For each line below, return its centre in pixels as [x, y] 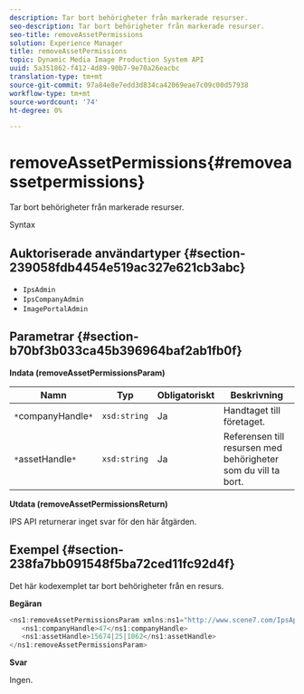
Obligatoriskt [186, 395]
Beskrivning [256, 395]
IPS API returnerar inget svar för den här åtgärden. [103, 521]
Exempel [34, 550]
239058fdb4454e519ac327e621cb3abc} [128, 267]
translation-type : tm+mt [56, 77]
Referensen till [254, 436]
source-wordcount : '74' [54, 102]
